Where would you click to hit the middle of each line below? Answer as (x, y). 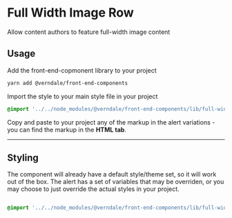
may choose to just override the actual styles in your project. (93, 189)
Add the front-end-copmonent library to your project (82, 70)
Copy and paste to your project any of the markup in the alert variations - (111, 122)
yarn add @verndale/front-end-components (68, 83)
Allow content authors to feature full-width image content (89, 32)
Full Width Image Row (71, 13)
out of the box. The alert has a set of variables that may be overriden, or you (116, 182)
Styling (23, 157)
